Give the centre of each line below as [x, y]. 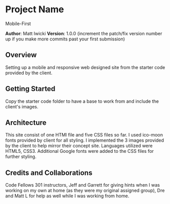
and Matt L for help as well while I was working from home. [67, 196]
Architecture [26, 122]
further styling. [21, 156]
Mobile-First [18, 24]
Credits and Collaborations [49, 173]
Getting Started [30, 89]
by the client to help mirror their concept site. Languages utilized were [79, 146]
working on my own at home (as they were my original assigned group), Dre [85, 191]
